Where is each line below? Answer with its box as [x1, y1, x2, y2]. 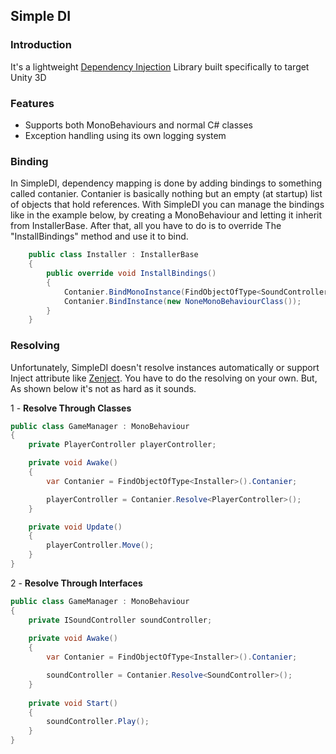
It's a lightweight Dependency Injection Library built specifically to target [10, 60, 310, 73]
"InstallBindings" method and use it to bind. [10, 230, 189, 243]
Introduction [10, 38, 72, 52]
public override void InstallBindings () [46, 269, 217, 279]
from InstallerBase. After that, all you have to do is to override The [10, 220, 282, 232]
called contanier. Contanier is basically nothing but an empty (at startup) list [10, 188, 323, 200]
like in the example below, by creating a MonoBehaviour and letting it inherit [10, 209, 323, 221]
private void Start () [28, 698, 118, 708]
